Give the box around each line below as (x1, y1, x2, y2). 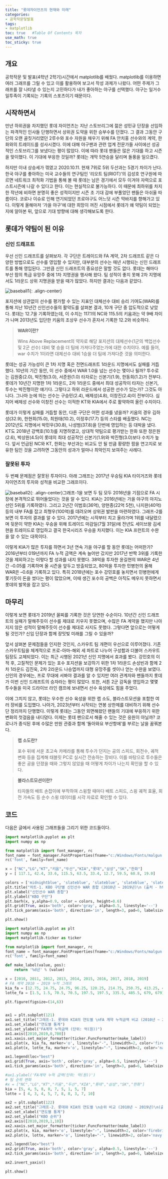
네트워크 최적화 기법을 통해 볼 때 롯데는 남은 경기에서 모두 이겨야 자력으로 (14, 177, 157, 183)
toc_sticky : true (5, 40, 41, 45)
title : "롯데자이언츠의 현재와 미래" (5, 7, 71, 12)
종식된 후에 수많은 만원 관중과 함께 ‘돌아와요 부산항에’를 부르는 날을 (18, 721, 149, 727)
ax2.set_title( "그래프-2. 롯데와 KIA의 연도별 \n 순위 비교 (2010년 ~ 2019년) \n (5, 1105, 159, 1110)
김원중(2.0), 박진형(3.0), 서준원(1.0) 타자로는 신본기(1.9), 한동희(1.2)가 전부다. (10, 374, 162, 380)
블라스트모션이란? (17, 778, 52, 784)
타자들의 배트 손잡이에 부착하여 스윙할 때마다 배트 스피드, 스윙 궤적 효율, (17, 788, 157, 794)
